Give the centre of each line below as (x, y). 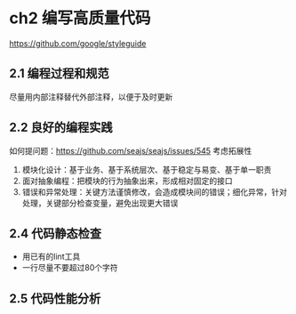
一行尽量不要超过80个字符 (70, 268)
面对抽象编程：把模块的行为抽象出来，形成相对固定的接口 (127, 181)
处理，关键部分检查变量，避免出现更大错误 (100, 203)
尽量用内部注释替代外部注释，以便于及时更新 (91, 97)
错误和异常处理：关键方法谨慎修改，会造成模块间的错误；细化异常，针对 (154, 191)
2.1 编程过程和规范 (59, 73)
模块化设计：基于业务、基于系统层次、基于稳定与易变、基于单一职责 (147, 169)
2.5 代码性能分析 (55, 298)
